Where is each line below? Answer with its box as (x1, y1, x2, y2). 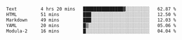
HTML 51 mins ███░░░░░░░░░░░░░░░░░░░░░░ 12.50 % (6, 11, 177, 18)
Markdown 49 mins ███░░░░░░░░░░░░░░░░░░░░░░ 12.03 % (6, 17, 177, 23)
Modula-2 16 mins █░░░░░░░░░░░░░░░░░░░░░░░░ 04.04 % (6, 28, 177, 34)
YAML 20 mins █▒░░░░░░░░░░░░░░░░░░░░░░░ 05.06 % (6, 22, 177, 28)
